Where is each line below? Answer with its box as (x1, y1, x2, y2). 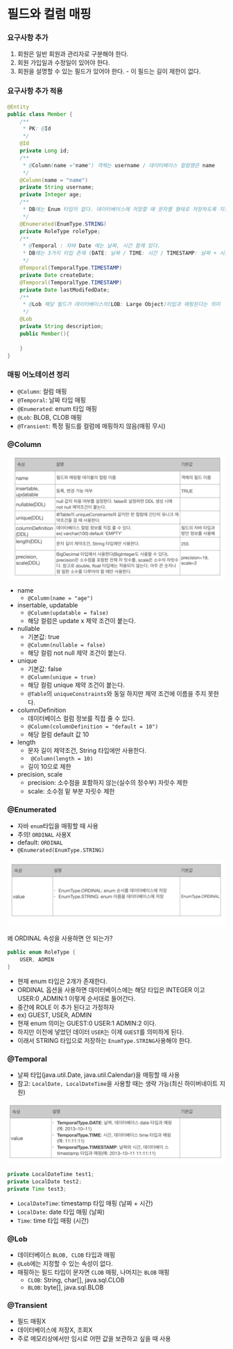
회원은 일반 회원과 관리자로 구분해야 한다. (17, 50, 129, 58)
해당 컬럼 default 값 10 (27, 730, 89, 739)
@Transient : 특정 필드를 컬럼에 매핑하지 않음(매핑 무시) (17, 421, 166, 430)
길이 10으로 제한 (27, 763, 71, 771)
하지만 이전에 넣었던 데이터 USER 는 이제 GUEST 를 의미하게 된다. (17, 1028, 184, 1036)
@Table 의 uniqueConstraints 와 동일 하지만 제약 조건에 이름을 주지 (27, 690, 207, 698)
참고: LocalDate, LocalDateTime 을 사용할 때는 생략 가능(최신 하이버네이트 (17, 1080, 218, 1088)
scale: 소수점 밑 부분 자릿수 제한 (27, 787, 115, 795)
